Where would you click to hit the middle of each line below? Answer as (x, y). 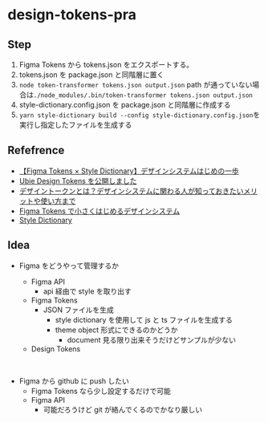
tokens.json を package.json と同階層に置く (91, 75)
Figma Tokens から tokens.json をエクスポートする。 (106, 65)
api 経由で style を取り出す (87, 291)
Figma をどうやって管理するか (69, 266)
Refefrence (36, 150)
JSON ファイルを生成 (78, 310)
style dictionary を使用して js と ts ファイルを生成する (144, 319)
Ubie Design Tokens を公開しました (78, 181)
